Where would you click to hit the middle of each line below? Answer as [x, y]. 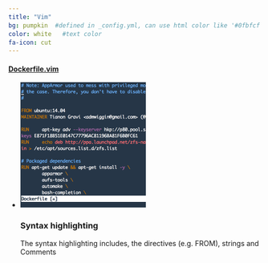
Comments [38, 252]
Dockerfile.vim [34, 69]
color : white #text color [55, 34]
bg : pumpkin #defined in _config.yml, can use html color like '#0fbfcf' [136, 25]
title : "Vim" [30, 17]
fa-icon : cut [30, 42]
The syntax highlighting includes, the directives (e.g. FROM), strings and [139, 243]
